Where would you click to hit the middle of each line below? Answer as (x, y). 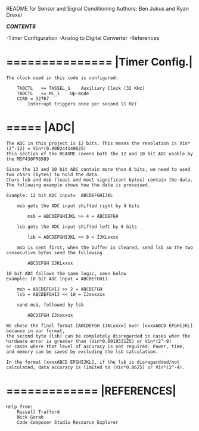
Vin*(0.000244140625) (59, 148)
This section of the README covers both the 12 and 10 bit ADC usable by (100, 154)
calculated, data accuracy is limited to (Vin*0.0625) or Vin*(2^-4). (96, 367)
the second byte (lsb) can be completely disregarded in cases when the (98, 336)
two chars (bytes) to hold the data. (53, 174)
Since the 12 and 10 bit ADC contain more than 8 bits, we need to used (98, 169)
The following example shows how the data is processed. (78, 185)
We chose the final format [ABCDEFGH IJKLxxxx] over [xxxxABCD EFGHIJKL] (100, 326)
